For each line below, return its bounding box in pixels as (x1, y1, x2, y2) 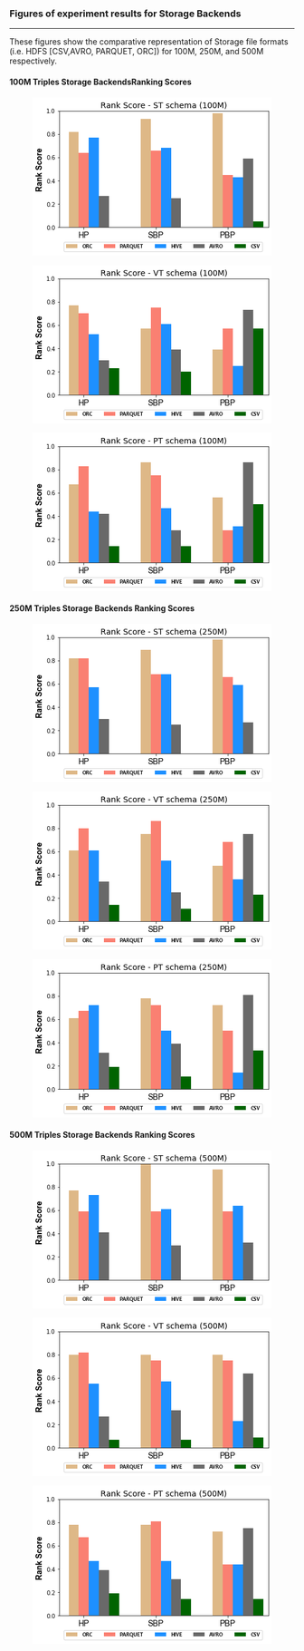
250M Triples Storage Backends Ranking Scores (9, 603, 195, 614)
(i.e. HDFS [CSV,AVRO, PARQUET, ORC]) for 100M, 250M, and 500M (9, 46, 264, 57)
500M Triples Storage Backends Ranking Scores (9, 1130, 195, 1141)
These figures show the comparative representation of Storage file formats (9, 36, 289, 47)
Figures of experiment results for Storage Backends (9, 7, 242, 20)
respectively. (9, 55, 57, 66)
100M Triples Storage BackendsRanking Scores (9, 76, 192, 87)
